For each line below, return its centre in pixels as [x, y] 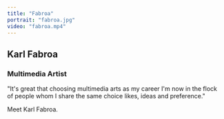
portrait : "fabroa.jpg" [41, 20]
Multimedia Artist [37, 74]
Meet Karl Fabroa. [33, 109]
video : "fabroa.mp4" [37, 26]
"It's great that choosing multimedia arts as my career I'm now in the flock [112, 89]
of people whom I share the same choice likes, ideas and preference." [106, 96]
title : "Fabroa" [30, 13]
